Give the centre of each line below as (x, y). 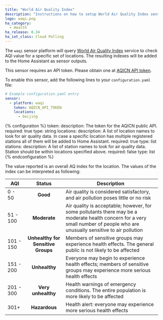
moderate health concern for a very (106, 218)
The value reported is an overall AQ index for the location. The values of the (81, 167)
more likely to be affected (94, 297)
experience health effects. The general (110, 244)
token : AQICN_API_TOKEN (38, 108)
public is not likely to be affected (102, 250)
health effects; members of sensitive (107, 264)
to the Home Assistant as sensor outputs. (46, 61)
